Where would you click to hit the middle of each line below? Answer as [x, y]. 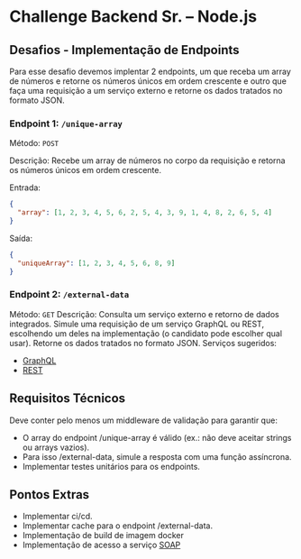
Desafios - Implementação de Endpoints [125, 50]
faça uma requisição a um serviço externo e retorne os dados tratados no [146, 91]
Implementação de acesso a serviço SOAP [101, 545]
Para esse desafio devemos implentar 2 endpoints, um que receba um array [150, 71]
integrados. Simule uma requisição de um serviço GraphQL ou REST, [137, 324]
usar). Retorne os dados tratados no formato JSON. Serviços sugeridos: [143, 343]
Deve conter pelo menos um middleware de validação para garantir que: [143, 420]
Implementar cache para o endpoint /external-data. [118, 526]
